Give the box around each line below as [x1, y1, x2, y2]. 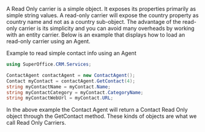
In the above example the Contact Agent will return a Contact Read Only [6, 106, 188, 114]
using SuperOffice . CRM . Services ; [6, 61, 92, 67]
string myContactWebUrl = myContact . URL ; [6, 95, 114, 101]
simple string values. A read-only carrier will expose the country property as [6, 12, 199, 19]
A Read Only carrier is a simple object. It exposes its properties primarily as [6, 5, 196, 12]
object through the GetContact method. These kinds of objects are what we [6, 112, 197, 120]
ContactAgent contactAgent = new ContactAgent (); [6, 72, 136, 78]
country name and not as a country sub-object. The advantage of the [6, 18, 182, 25]
